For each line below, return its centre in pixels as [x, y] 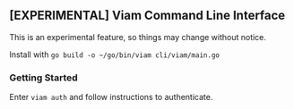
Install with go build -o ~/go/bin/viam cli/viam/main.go [114, 54]
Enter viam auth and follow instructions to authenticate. [111, 97]
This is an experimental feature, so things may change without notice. [138, 37]
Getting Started [43, 78]
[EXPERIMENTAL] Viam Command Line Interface [147, 16]
